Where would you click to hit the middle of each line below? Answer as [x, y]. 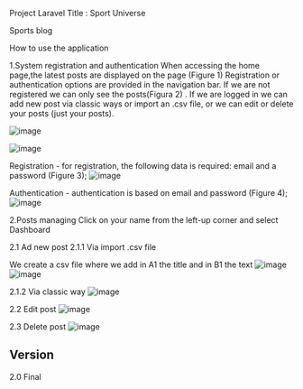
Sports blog [31, 30]
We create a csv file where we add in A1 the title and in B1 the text [131, 264]
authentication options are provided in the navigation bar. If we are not [140, 84]
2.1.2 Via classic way [47, 292]
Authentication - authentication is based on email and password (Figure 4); [149, 193]
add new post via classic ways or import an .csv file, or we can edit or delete [151, 104]
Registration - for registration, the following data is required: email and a [143, 166]
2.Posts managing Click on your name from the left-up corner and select [144, 220]
